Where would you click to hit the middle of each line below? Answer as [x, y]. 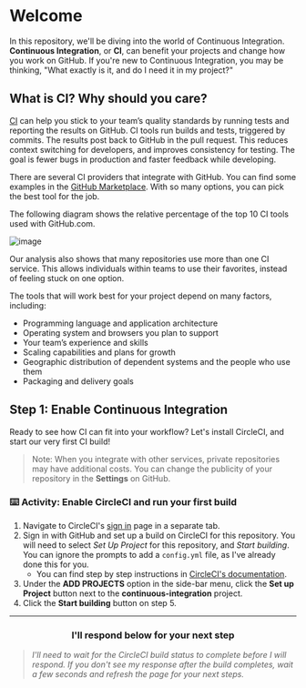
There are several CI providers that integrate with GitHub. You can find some [153, 177]
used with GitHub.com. [52, 223]
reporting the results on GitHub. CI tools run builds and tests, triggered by [148, 130]
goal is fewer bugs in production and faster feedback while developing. [143, 159]
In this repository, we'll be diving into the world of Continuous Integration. [147, 41]
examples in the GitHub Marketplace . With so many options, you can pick [147, 187]
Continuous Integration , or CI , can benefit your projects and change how [147, 50]
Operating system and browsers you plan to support [120, 332]
